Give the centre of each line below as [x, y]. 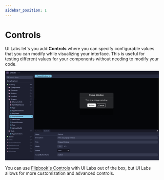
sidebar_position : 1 [26, 10]
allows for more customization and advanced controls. [60, 173]
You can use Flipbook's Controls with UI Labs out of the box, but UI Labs [78, 168]
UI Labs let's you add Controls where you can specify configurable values [80, 48]
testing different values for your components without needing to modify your [82, 59]
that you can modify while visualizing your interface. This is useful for [75, 54]
